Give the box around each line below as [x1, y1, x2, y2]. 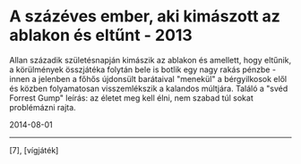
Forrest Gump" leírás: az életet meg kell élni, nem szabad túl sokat [9, 92, 254, 103]
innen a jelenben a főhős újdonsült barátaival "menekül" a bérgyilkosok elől [9, 73, 288, 84]
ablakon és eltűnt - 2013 [9, 25, 193, 45]
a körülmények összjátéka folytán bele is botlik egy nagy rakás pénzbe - [9, 64, 276, 75]
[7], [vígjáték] [9, 144, 59, 155]
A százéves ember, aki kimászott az [9, 6, 280, 27]
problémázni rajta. [9, 102, 76, 112]
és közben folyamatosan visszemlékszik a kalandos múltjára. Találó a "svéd [9, 83, 288, 94]
